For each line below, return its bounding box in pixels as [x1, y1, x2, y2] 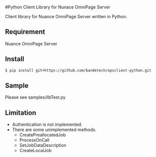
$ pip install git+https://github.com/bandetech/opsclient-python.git [5, 68, 152, 73]
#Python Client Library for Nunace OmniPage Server [5, 4, 111, 10]
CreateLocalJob [19, 148, 52, 154]
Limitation [5, 109, 37, 117]
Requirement [5, 28, 45, 36]
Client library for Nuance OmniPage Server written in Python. [5, 14, 128, 19]
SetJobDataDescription [19, 142, 67, 148]
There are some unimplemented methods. [12, 127, 97, 133]
